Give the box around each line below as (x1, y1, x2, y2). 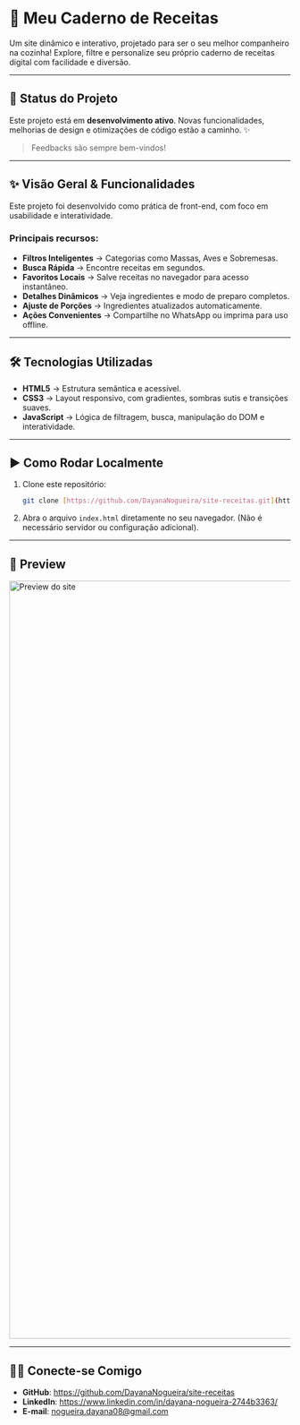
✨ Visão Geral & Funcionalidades (9, 176, 196, 192)
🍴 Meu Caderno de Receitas (9, 8, 219, 29)
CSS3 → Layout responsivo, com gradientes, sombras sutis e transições (21, 392, 288, 403)
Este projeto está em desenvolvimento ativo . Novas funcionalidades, (9, 115, 265, 125)
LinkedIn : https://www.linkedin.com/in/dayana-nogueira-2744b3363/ (21, 1396, 279, 1407)
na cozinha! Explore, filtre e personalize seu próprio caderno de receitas (9, 47, 275, 57)
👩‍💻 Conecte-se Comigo (9, 1363, 143, 1378)
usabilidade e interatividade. (9, 210, 113, 220)
